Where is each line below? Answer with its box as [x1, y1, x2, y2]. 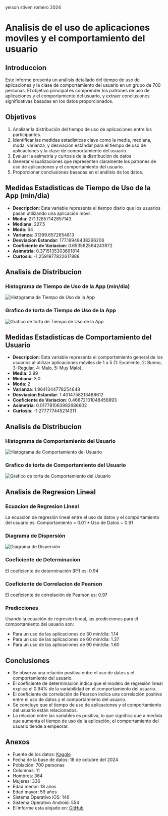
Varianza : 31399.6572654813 [12, 231, 75, 238]
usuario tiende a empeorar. [12, 723, 69, 729]
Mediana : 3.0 [12, 376, 41, 382]
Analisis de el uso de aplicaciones [5, 22, 150, 33]
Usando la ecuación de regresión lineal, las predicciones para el [5, 616, 138, 622]
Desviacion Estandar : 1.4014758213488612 [12, 392, 104, 398]
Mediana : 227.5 [12, 221, 45, 227]
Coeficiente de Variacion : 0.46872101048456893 [12, 397, 117, 403]
